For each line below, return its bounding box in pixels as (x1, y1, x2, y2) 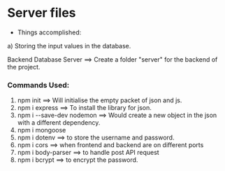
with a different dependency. (17, 118, 101, 127)
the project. (7, 62, 41, 71)
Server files (7, 5, 76, 21)
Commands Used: (7, 80, 70, 90)
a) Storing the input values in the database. (7, 41, 131, 50)
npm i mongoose (17, 126, 66, 135)
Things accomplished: (17, 28, 82, 36)
